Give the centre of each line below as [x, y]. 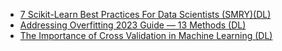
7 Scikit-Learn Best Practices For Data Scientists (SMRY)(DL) [145, 14]
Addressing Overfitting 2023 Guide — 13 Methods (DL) [133, 25]
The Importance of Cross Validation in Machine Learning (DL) [146, 35]
